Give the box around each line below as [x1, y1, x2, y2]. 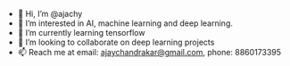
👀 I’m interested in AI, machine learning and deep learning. [17, 18, 234, 29]
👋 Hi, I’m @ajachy [17, 9, 83, 19]
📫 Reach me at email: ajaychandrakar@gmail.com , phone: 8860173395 [17, 47, 282, 57]
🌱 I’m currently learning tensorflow [17, 28, 145, 37]
